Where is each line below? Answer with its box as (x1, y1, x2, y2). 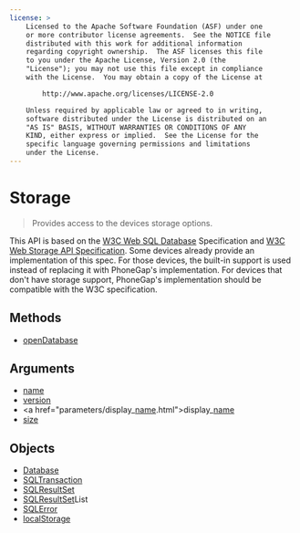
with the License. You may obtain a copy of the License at (26, 73, 263, 82)
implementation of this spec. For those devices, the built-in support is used (9, 255, 292, 266)
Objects (9, 440, 56, 456)
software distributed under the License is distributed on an (26, 114, 267, 123)
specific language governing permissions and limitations (26, 140, 251, 149)
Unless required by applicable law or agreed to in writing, (26, 106, 263, 115)
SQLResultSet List (22, 494, 88, 505)
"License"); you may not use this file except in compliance (26, 65, 263, 74)
